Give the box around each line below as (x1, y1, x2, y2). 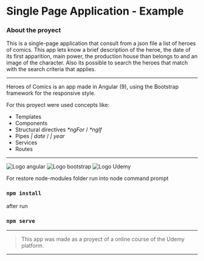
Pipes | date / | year (15, 133, 65, 140)
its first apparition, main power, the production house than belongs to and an (6, 53, 198, 60)
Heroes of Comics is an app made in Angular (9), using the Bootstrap (6, 83, 179, 91)
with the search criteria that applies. (6, 66, 97, 73)
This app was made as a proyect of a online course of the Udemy (21, 235, 185, 243)
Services (15, 139, 38, 147)
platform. (21, 242, 44, 249)
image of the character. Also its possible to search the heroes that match (6, 59, 188, 66)
